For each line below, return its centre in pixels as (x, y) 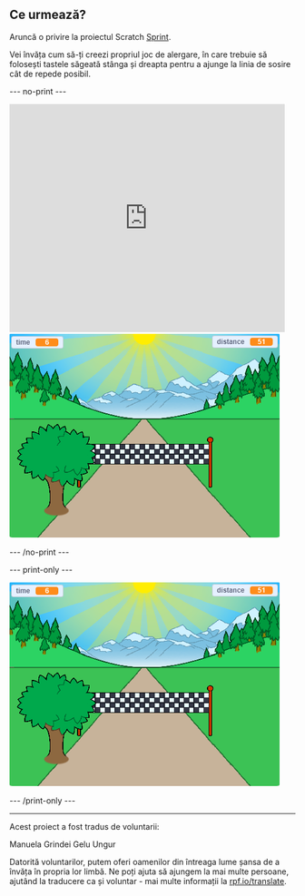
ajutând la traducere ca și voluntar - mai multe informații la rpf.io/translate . (148, 881)
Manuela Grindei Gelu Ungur (63, 844)
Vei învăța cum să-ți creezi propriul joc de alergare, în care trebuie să (138, 54)
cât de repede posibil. (50, 74)
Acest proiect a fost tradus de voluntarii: (84, 826)
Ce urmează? (48, 15)
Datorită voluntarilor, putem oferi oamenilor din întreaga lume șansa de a (144, 862)
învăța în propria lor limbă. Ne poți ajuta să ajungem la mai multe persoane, (149, 871)
